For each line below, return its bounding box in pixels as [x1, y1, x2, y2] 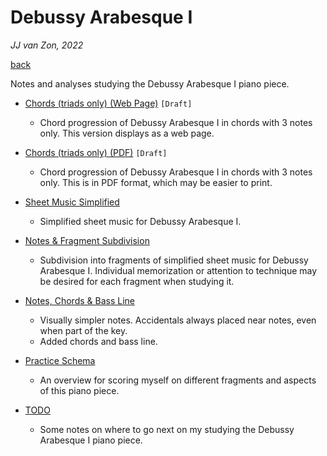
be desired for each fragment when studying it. [39, 275, 235, 287]
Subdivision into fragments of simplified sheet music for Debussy [39, 254, 309, 266]
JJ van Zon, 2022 [10, 39, 84, 51]
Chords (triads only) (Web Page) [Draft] [24, 97, 193, 109]
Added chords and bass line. [39, 335, 158, 347]
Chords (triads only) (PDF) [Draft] [24, 146, 168, 158]
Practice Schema [24, 354, 96, 366]
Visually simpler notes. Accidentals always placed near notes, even [39, 314, 317, 326]
